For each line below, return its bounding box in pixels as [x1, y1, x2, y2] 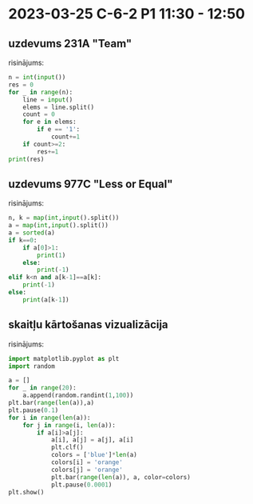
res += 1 [37, 147, 59, 156]
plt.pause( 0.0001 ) [50, 481, 113, 489]
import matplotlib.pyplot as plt [8, 354, 120, 362]
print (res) [8, 155, 45, 163]
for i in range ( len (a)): [8, 414, 91, 422]
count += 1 [50, 133, 81, 141]
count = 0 [22, 110, 56, 118]
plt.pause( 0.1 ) [8, 406, 59, 414]
